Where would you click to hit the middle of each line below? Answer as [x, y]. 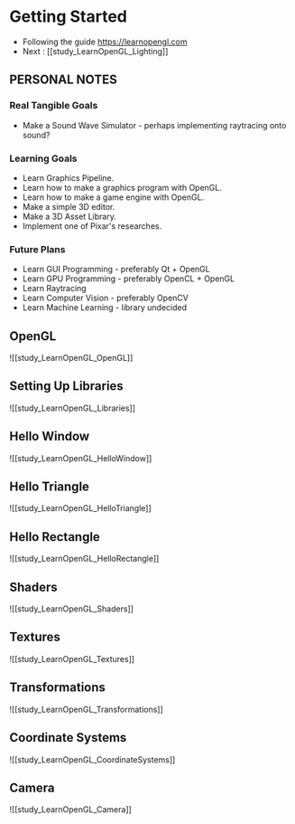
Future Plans [37, 249]
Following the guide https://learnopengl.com [105, 42]
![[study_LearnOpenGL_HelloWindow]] [81, 458]
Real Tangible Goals [54, 106]
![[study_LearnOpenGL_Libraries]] [73, 408]
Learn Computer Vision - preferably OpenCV [106, 298]
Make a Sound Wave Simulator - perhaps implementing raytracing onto [154, 125]
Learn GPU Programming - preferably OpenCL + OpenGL [129, 279]
